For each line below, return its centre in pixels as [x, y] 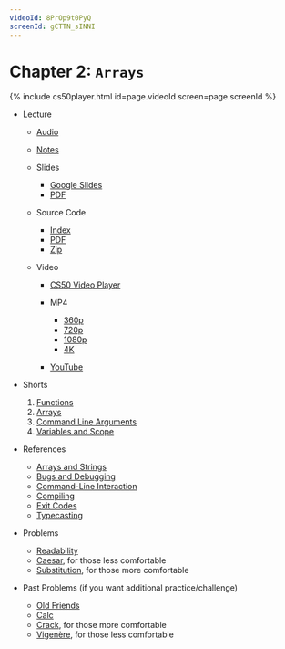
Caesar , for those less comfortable [101, 560]
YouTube [66, 367]
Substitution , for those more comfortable [112, 570]
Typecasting [60, 516]
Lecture [37, 114]
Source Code [61, 213]
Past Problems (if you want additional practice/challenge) [130, 588]
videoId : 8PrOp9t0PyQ [51, 18]
